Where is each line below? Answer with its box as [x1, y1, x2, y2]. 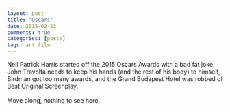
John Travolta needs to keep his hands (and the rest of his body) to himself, [7, 67, 220, 76]
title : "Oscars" [7, 16, 53, 23]
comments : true [7, 29, 51, 36]
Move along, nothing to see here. [7, 97, 101, 104]
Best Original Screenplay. [7, 82, 79, 90]
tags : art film [7, 42, 51, 48]
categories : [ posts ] [7, 35, 66, 42]
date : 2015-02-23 [7, 22, 57, 29]
